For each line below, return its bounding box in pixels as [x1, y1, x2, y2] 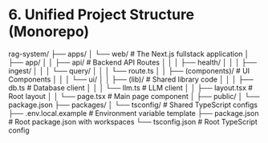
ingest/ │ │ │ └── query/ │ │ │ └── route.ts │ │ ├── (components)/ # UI [8, 66, 250, 75]
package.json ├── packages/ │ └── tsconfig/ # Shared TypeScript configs [8, 100, 258, 109]
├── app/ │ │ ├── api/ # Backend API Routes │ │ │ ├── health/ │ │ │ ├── [8, 58, 257, 67]
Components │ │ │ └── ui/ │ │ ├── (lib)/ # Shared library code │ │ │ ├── [8, 74, 254, 84]
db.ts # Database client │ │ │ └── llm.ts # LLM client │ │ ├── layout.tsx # [8, 82, 253, 93]
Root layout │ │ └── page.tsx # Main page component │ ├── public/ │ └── [8, 91, 260, 101]
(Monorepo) [8, 22, 90, 41]
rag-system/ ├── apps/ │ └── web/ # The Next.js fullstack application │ [8, 49, 250, 58]
